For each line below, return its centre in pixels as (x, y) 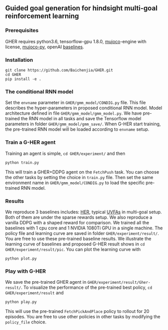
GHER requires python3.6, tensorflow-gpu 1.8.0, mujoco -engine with (76, 41)
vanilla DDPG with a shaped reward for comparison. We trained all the (77, 222)
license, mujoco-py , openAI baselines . (45, 47)
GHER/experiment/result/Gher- (119, 283)
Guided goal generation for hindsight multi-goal (81, 8)
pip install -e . (23, 79)
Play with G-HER (26, 271)
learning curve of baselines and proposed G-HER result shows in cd (75, 244)
